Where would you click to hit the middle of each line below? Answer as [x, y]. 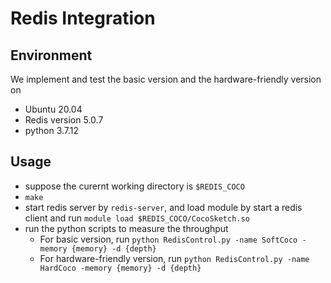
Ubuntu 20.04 [53, 109]
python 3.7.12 [52, 130]
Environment [51, 55]
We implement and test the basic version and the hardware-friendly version [166, 79]
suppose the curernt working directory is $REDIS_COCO [134, 186]
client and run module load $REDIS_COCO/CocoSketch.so [137, 218]
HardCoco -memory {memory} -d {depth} [120, 268]
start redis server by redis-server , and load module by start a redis [163, 207]
